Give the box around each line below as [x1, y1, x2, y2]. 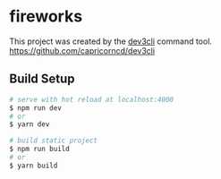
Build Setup [9, 72, 75, 87]
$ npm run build [9, 145, 70, 154]
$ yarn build [9, 161, 58, 170]
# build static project [9, 136, 98, 145]
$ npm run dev [9, 103, 63, 113]
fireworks [9, 6, 83, 27]
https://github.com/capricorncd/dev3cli [9, 45, 155, 55]
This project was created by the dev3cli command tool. [9, 36, 213, 47]
